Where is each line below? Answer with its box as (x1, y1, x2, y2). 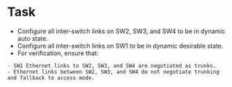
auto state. (17, 34, 49, 42)
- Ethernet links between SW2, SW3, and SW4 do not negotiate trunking (7, 68, 219, 75)
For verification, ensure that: (17, 49, 99, 57)
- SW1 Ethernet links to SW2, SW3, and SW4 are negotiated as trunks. (7, 62, 217, 69)
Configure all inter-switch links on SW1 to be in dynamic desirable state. (17, 41, 224, 50)
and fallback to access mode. (7, 74, 95, 81)
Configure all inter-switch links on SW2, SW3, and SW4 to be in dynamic (17, 27, 226, 35)
